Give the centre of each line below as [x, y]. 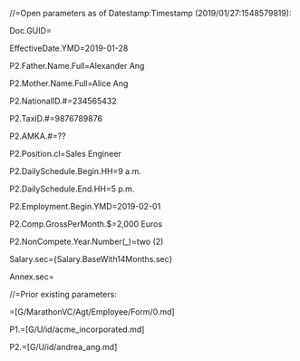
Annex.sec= [32, 277]
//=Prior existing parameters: [63, 294]
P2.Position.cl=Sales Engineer [66, 154]
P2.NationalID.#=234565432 [63, 101]
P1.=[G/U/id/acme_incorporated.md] [77, 329]
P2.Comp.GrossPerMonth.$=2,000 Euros [86, 224]
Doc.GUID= [30, 30]
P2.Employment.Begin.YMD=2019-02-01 [85, 206]
